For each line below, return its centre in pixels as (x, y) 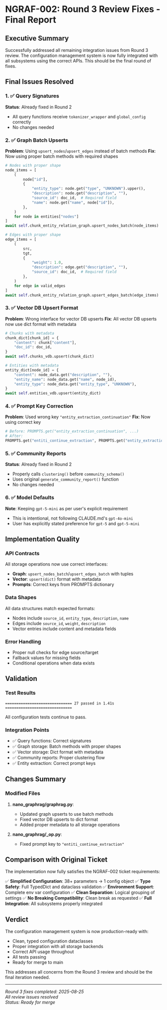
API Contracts (22, 553)
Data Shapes (21, 598)
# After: (14, 436)
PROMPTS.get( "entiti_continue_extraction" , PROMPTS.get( (65, 441)
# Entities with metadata (32, 365)
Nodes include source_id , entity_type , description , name (71, 618)
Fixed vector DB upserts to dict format (59, 819)
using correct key (23, 422)
